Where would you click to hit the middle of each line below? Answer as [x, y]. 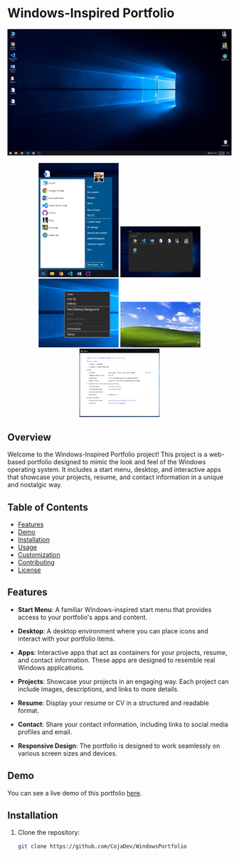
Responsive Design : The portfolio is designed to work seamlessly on [119, 746]
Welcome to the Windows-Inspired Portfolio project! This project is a [107, 454]
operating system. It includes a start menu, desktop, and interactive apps [115, 470]
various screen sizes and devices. [67, 753]
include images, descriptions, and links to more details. [98, 689]
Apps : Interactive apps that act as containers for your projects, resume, [122, 652]
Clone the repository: [49, 833]
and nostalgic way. [35, 485]
